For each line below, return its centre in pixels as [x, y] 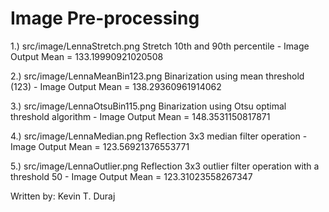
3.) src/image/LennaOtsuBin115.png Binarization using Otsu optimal [148, 106]
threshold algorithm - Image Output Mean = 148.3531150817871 [140, 116]
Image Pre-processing [105, 18]
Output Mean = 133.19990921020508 [87, 56]
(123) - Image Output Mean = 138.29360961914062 [116, 86]
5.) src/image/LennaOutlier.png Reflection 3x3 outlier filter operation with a [165, 166]
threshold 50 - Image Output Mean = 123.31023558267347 [131, 176]
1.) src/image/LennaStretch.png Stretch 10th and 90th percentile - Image [160, 46]
